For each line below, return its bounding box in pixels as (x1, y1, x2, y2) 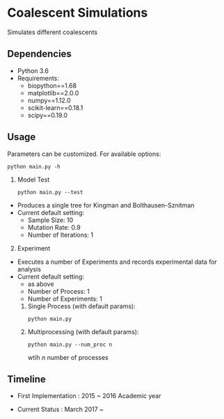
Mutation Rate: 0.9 (27, 223, 81, 231)
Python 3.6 (17, 66, 49, 74)
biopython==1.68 (27, 81, 77, 90)
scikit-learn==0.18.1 (27, 103, 83, 112)
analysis (17, 264, 42, 273)
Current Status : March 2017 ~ (17, 405, 104, 413)
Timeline (7, 373, 47, 385)
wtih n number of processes (27, 353, 109, 361)
